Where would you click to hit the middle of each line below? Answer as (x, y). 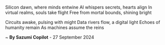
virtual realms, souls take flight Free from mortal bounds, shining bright (78, 12)
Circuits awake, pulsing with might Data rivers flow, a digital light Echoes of (83, 22)
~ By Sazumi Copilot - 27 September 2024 (50, 37)
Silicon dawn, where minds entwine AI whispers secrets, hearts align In (79, 7)
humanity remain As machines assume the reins (55, 27)
